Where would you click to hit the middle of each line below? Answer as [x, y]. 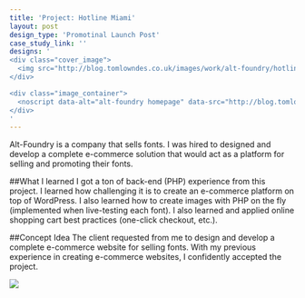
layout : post [34, 26]
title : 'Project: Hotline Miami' [73, 18]
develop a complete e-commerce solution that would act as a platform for [147, 154]
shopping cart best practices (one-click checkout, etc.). [113, 220]
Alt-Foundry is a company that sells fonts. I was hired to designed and [140, 144]
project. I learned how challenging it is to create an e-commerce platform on [152, 191]
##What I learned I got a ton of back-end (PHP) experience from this [138, 182]
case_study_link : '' [49, 43]
